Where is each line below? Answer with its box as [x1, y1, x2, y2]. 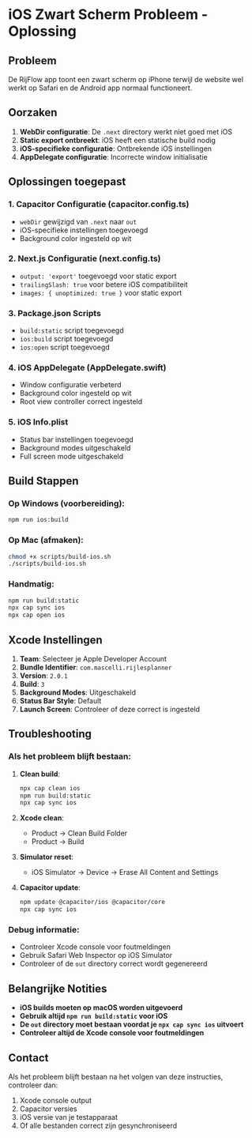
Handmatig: [8, 578, 55, 590]
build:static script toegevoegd [19, 326, 124, 335]
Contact [8, 1051, 49, 1065]
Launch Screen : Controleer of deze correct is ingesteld [19, 705, 200, 714]
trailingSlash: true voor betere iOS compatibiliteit [19, 279, 188, 289]
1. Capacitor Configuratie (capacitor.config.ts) [8, 199, 190, 210]
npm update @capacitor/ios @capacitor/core [19, 899, 166, 906]
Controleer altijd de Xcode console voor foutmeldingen [19, 1028, 205, 1038]
